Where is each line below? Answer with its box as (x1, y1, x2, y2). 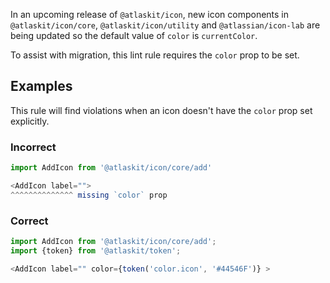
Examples (10, 78, 73, 95)
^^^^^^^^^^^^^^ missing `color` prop (10, 190, 168, 200)
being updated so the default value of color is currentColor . (10, 30, 258, 41)
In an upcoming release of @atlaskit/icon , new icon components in (10, 9, 290, 20)
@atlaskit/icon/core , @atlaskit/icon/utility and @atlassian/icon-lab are (10, 19, 321, 31)
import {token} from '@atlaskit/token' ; (10, 245, 182, 256)
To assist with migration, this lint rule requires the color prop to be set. (10, 49, 300, 61)
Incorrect (10, 140, 57, 154)
